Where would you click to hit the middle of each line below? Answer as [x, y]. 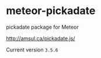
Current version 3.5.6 [32, 50]
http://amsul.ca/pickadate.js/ [41, 38]
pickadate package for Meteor [42, 27]
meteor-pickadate [51, 11]
